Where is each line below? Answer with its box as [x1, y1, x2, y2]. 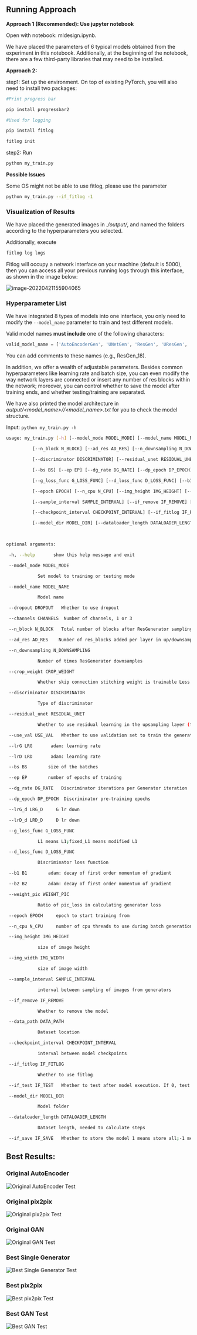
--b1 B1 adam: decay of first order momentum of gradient [8, 870, 172, 876]
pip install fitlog [6, 128, 54, 134]
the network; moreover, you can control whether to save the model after [6, 382, 180, 390]
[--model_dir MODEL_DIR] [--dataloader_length [32, 520, 148, 526]
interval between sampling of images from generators [37, 987, 172, 993]
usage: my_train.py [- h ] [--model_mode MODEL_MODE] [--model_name [6, 435, 172, 441]
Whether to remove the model [37, 1008, 109, 1014]
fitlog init [6, 138, 35, 145]
